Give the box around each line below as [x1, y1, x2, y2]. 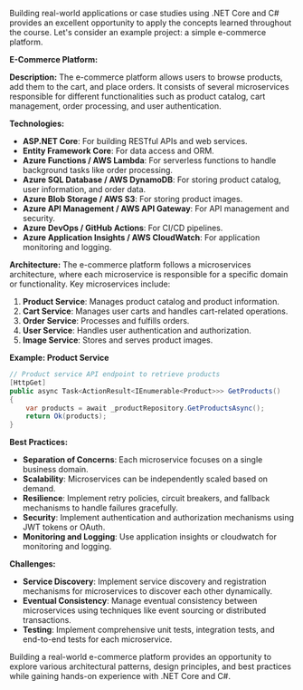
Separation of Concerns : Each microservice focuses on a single [22, 454, 263, 465]
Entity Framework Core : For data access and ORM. [22, 145, 214, 156]
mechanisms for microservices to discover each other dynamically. [22, 586, 273, 597]
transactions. [22, 615, 72, 626]
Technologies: [9, 118, 65, 129]
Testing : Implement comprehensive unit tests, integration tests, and [22, 625, 275, 636]
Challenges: [9, 559, 56, 569]
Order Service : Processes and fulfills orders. [22, 316, 190, 326]
